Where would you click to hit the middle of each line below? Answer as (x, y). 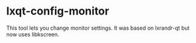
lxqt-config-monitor (58, 11)
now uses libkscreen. (33, 34)
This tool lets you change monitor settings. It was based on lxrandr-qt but (98, 28)
